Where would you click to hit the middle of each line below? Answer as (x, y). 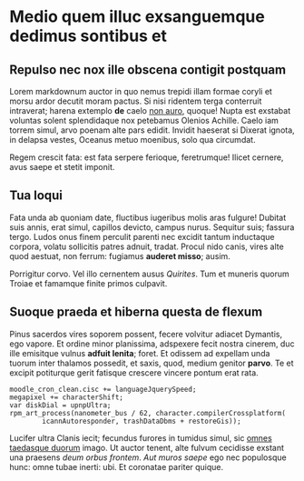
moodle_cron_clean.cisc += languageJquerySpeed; (103, 389)
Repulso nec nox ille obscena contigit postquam (148, 70)
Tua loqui (36, 196)
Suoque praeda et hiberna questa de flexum (136, 312)
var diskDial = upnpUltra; (60, 405)
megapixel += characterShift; (67, 397)
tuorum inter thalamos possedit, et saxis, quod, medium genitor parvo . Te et (152, 363)
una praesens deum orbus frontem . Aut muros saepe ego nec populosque (148, 457)
